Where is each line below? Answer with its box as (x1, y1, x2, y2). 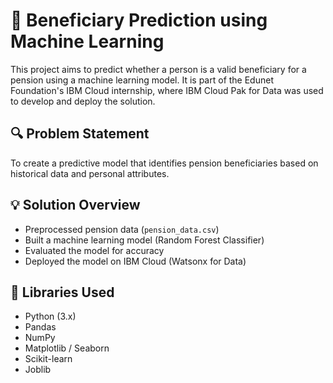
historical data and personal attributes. (10, 167, 170, 179)
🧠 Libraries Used (10, 284, 115, 301)
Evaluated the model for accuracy (24, 244, 165, 256)
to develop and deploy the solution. (10, 95, 156, 107)
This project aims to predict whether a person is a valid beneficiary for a (10, 63, 307, 75)
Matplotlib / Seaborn (24, 342, 110, 354)
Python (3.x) (24, 310, 77, 323)
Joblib (24, 364, 52, 376)
